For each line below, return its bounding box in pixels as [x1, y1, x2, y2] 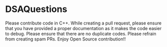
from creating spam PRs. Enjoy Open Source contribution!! [5, 36, 126, 42]
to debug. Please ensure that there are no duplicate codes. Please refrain [5, 30, 156, 36]
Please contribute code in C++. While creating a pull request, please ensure [5, 20, 162, 26]
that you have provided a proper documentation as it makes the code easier [5, 25, 162, 31]
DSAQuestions [5, 3, 68, 15]
